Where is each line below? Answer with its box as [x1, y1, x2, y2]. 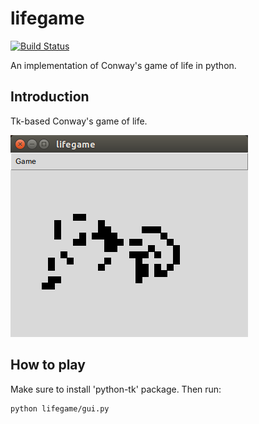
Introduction [10, 88, 90, 106]
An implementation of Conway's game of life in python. [10, 59, 237, 71]
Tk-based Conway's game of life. [10, 115, 148, 127]
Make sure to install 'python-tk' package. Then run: [10, 383, 222, 395]
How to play [10, 357, 86, 374]
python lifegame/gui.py [10, 403, 110, 414]
